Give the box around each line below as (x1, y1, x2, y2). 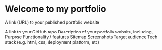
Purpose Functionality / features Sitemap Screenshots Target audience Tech (5, 34, 158, 40)
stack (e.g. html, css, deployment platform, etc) (5, 39, 99, 45)
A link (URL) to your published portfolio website (5, 19, 99, 25)
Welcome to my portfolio (5, 3, 106, 15)
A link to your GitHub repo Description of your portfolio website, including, (5, 29, 153, 34)
